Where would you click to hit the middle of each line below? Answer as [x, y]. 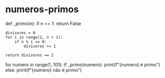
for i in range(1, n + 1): [34, 37]
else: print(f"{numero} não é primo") [44, 70]
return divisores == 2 [29, 55]
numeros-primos [42, 9]
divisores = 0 [20, 33]
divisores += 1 [40, 46]
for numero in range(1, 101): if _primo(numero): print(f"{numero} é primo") [83, 64]
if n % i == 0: [31, 42]
